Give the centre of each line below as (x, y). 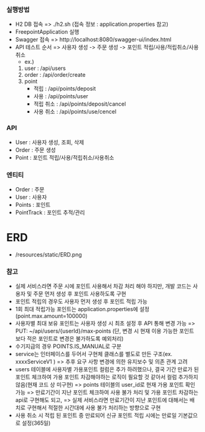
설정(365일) (36, 423)
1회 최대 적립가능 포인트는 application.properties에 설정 (82, 309)
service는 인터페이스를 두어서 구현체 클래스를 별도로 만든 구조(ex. (94, 354)
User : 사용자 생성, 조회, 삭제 (50, 142)
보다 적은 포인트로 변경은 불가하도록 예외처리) (69, 339)
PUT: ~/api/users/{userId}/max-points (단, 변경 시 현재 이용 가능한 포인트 (105, 331)
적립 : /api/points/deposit (65, 89)
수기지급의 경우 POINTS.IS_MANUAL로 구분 (68, 346)
